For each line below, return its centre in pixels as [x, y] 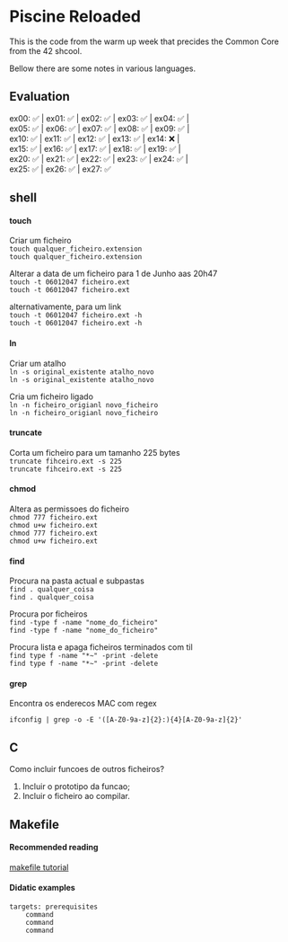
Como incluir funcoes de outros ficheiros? [87, 769]
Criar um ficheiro [40, 241]
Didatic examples [43, 888]
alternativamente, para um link [65, 307]
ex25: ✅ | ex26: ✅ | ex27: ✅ [61, 169]
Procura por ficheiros [48, 614]
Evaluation [39, 97]
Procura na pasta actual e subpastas [77, 581]
